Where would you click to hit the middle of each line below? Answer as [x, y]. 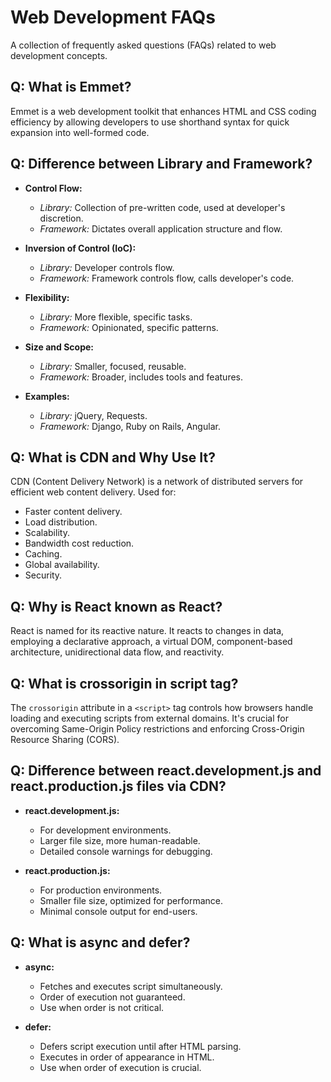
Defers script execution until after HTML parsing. [140, 1046]
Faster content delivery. [73, 512]
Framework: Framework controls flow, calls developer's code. [167, 278]
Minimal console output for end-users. [118, 911]
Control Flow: [53, 188]
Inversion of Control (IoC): [80, 248]
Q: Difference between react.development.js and [166, 771]
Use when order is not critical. [102, 1007]
